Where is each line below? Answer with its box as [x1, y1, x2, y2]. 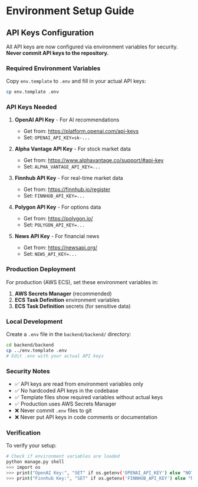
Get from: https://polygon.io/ [23, 215, 93, 222]
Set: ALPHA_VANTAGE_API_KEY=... [23, 163, 101, 170]
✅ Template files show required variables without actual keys [14, 393, 163, 400]
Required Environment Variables [6, 64, 101, 72]
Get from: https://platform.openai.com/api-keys [23, 128, 139, 135]
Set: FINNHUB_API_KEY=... [23, 192, 85, 199]
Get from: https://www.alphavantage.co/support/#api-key [23, 157, 164, 164]
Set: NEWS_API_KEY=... [23, 251, 77, 258]
